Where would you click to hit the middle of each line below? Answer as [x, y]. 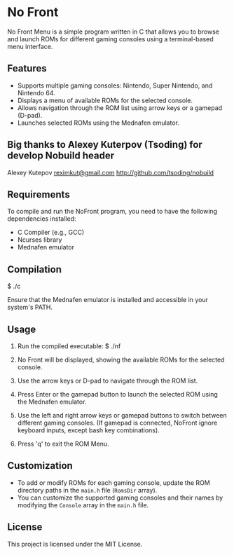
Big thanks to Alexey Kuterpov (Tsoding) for [105, 145]
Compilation [34, 269]
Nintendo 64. [36, 92]
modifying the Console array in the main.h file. [83, 505]
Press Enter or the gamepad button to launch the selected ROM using [118, 394]
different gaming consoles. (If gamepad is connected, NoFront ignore [117, 423]
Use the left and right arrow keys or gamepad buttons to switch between [122, 415]
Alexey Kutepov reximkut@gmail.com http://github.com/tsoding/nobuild [111, 172]
